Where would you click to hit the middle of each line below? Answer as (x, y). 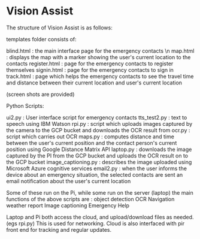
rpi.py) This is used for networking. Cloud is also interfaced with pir (102, 223)
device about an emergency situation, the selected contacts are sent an (95, 174)
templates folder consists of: (41, 39)
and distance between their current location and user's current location (94, 83)
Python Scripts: (25, 105)
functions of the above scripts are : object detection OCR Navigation (90, 199)
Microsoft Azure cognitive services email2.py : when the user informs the (97, 168)
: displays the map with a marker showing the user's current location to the (99, 57)
